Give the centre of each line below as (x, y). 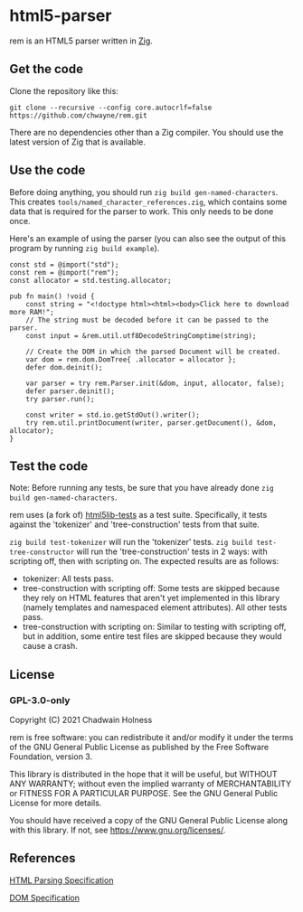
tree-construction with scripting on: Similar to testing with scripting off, (154, 627)
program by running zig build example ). (85, 248)
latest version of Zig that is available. (78, 142)
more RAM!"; (32, 312)
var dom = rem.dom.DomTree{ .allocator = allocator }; (131, 359)
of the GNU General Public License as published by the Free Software (139, 747)
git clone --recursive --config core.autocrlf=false (111, 108)
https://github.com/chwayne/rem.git (78, 115)
